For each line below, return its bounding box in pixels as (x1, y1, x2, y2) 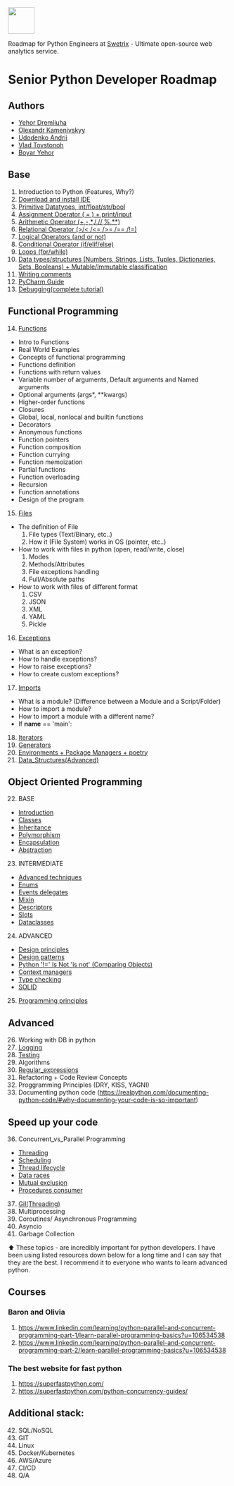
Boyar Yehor (18, 148, 55, 157)
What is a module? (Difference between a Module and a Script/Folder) (18, 697, 221, 705)
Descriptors (18, 903, 53, 912)
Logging (18, 1043, 43, 1052)
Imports (18, 683, 41, 692)
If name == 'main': (18, 719, 72, 728)
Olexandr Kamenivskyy (18, 126, 86, 134)
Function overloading (18, 473, 80, 481)
